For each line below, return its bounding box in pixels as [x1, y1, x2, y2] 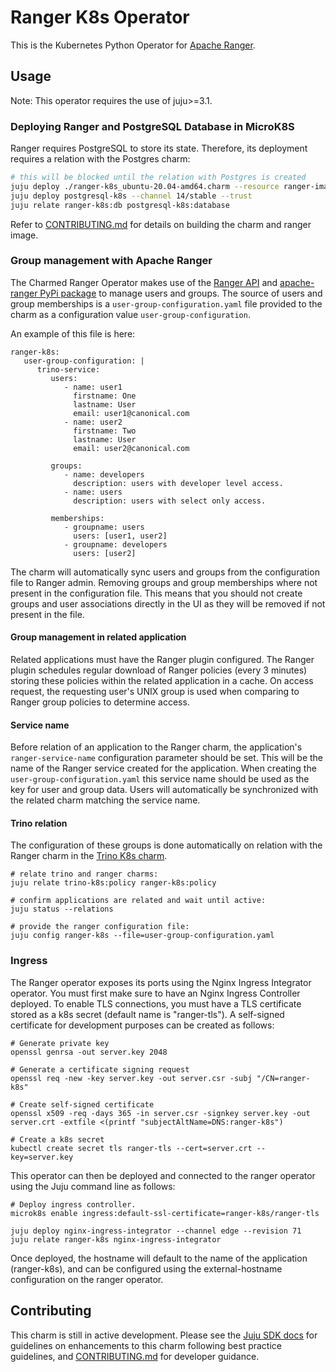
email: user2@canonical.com [73, 443, 190, 453]
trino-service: [36, 364, 101, 375]
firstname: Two [73, 426, 137, 436]
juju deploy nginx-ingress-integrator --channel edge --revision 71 [10, 1226, 302, 1236]
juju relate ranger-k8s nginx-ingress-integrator [10, 1234, 222, 1245]
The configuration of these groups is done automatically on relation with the [10, 839, 323, 851]
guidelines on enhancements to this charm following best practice [10, 1339, 282, 1351]
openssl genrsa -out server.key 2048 [10, 1047, 168, 1057]
